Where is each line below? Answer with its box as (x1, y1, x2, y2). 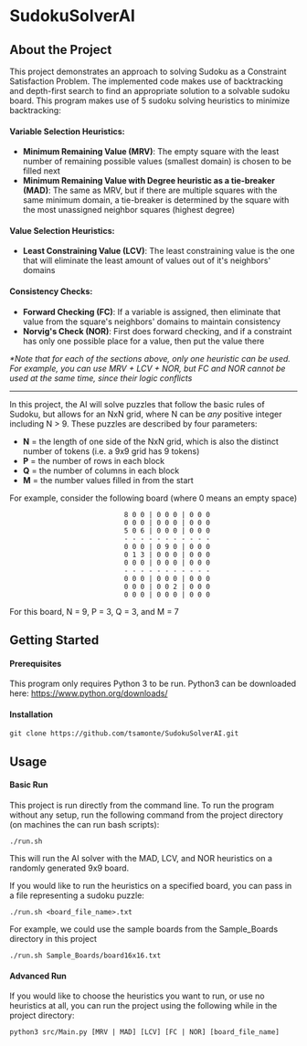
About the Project (9, 42, 112, 58)
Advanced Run (9, 970, 67, 981)
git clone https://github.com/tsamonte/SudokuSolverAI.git (9, 729, 239, 738)
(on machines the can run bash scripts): (9, 819, 160, 829)
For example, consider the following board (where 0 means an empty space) (9, 492, 298, 503)
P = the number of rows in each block (22, 455, 165, 466)
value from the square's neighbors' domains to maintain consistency (22, 316, 281, 327)
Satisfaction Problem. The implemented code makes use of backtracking (9, 76, 283, 87)
